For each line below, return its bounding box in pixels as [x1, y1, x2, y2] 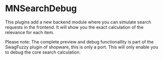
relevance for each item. [5, 29, 54, 35]
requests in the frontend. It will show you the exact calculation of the [5, 24, 144, 30]
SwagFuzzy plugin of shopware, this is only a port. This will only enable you [5, 44, 159, 50]
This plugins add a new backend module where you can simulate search [5, 19, 151, 25]
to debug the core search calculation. [5, 49, 81, 55]
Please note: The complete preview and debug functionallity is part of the [5, 39, 154, 44]
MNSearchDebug [5, 3, 77, 14]
